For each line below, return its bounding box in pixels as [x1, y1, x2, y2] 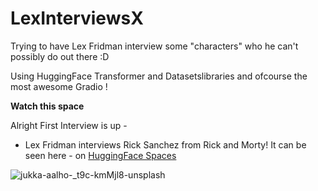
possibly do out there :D [10, 50, 110, 62]
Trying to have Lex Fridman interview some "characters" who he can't [10, 40, 299, 52]
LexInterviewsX [10, 7, 144, 30]
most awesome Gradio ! [10, 80, 108, 92]
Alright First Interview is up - [10, 119, 128, 131]
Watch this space [10, 100, 85, 112]
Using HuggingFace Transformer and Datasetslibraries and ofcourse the [10, 70, 308, 82]
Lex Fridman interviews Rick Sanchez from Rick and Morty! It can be [24, 138, 307, 151]
